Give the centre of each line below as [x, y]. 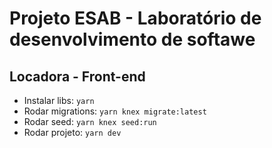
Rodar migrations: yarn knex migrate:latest [115, 111]
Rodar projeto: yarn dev [72, 132]
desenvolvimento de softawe [132, 39]
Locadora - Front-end [77, 76]
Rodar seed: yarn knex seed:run [90, 121]
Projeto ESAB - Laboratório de [135, 18]
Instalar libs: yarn [59, 100]
